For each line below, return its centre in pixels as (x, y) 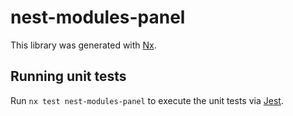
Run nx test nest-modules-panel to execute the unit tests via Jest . (147, 100)
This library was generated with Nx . (83, 45)
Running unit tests (68, 76)
